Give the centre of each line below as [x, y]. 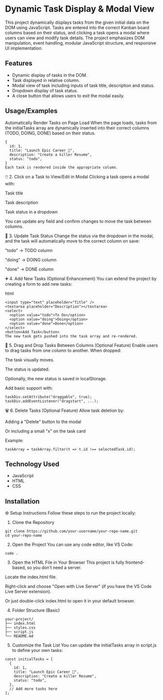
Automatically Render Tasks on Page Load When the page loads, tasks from [81, 123]
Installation [22, 501]
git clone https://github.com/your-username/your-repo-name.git [71, 531]
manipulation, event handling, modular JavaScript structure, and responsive [81, 43]
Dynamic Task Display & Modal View [80, 9]
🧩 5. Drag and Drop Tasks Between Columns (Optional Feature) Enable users [81, 345]
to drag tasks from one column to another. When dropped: [63, 350]
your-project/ [19, 619]
